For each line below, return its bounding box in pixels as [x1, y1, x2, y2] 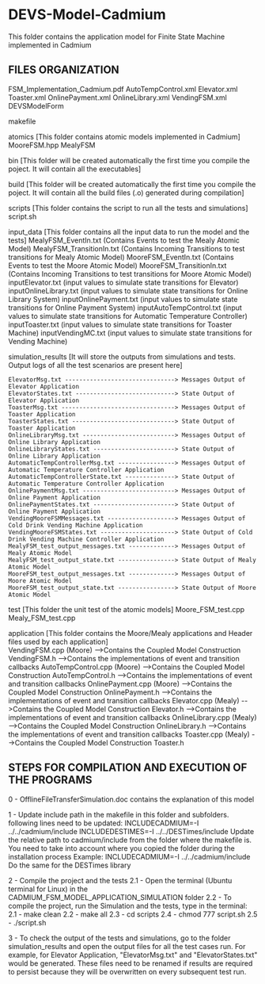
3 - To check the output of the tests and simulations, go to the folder [8, 933, 231, 943]
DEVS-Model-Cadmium [8, 6, 166, 24]
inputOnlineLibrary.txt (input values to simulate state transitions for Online [8, 285, 248, 295]
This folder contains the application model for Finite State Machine [8, 32, 225, 41]
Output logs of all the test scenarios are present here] [8, 360, 184, 369]
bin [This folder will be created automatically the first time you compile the [8, 155, 251, 165]
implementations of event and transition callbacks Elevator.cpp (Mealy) [8, 695, 240, 705]
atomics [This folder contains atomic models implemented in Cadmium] [8, 132, 241, 141]
